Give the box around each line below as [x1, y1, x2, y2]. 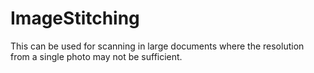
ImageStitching [10, 7, 140, 30]
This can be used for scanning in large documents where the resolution [10, 40, 305, 52]
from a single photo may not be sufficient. [10, 50, 183, 62]
